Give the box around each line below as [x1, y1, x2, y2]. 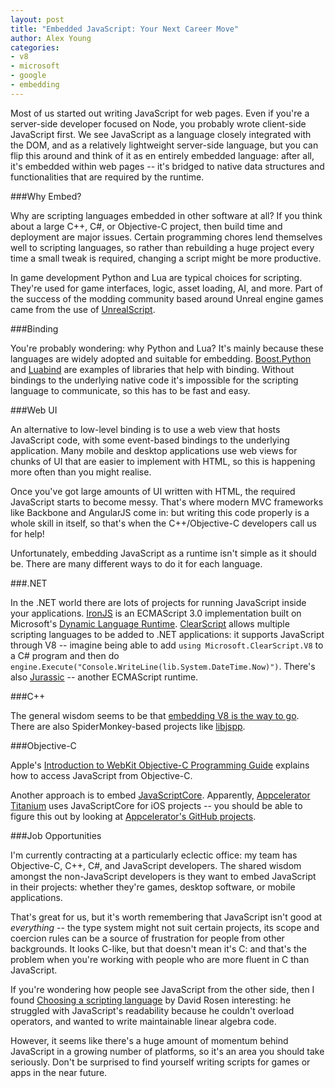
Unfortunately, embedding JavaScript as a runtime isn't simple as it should [10, 547, 317, 559]
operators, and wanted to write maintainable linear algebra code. [10, 1015, 277, 1027]
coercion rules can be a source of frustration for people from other [10, 932, 285, 944]
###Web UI [10, 404, 58, 416]
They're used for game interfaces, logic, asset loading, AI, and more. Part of [10, 282, 323, 294]
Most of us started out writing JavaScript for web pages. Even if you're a [10, 107, 310, 119]
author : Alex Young [10, 33, 92, 43]
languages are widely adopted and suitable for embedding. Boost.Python [10, 352, 312, 365]
